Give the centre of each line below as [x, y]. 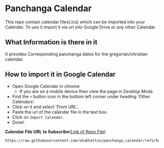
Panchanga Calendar [48, 8]
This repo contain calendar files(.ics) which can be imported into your [75, 22]
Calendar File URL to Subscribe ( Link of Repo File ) [55, 132]
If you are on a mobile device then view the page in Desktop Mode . [87, 91]
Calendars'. [23, 101]
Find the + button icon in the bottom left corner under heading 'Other [81, 96]
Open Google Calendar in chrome [46, 86]
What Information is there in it [51, 42]
